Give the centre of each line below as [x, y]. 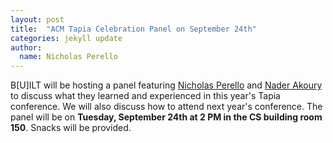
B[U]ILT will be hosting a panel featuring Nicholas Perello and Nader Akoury [166, 85]
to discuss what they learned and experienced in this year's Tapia [145, 96]
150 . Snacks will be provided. [71, 128]
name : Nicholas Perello [68, 57]
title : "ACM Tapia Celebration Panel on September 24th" [133, 29]
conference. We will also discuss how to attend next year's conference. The [166, 107]
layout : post [37, 19]
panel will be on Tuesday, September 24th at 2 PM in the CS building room [166, 117]
